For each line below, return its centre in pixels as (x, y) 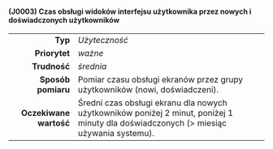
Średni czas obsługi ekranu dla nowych (152, 103)
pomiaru (54, 90)
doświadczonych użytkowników (64, 19)
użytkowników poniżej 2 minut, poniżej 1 (156, 113)
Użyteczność (103, 40)
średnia (92, 66)
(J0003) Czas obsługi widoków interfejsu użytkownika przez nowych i (130, 11)
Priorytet (52, 53)
